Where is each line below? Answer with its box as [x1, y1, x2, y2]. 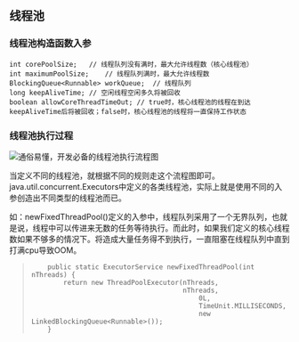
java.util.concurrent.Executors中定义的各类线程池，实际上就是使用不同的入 [9, 181, 283, 191]
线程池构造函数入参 [9, 37, 92, 50]
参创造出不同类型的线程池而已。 [9, 192, 126, 203]
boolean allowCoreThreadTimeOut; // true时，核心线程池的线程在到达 [9, 97, 251, 107]
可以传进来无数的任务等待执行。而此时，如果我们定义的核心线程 [55, 222, 290, 233]
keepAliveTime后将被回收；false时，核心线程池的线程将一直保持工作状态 [9, 107, 247, 116]
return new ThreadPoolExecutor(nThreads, [63, 278, 220, 287]
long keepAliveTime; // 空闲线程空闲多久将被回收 [9, 88, 181, 97]
